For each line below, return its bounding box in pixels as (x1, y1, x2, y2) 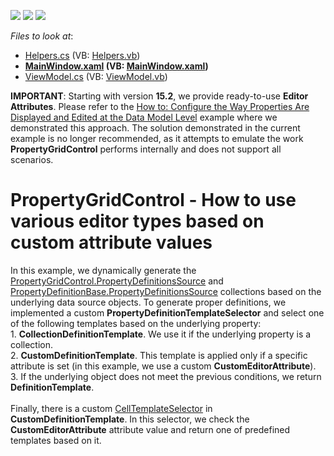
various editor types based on (10, 210, 265, 233)
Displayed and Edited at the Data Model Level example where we (10, 111, 278, 123)
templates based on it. (10, 434, 102, 446)
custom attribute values (10, 231, 213, 254)
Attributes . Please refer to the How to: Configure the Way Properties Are (10, 101, 310, 112)
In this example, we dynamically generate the (10, 264, 197, 276)
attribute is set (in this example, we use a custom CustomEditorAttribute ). (10, 360, 317, 372)
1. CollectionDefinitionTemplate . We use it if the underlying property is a (10, 328, 312, 340)
